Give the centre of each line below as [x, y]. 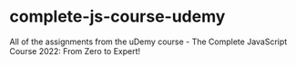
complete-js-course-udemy [117, 17]
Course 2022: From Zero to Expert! [75, 51]
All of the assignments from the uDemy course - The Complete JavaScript [148, 42]
